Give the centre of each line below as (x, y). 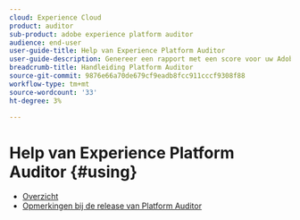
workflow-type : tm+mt (50, 84)
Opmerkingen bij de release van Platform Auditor (112, 206)
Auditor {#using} (74, 172)
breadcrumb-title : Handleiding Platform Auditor (101, 68)
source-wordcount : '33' (54, 92)
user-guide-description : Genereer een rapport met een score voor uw (142, 59)
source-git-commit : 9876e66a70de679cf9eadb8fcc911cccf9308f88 (127, 76)
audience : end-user (46, 42)
